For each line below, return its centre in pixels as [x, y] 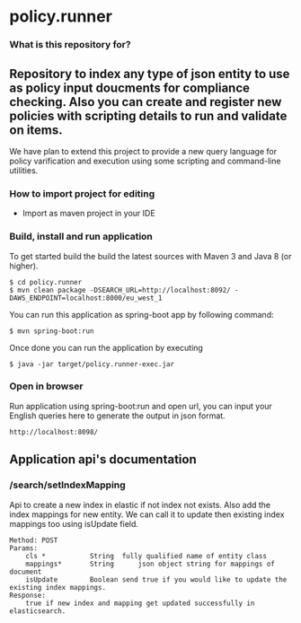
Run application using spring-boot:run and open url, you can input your [141, 406]
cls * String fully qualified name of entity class [146, 556]
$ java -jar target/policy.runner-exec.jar [92, 364]
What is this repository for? [71, 45]
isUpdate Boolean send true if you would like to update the [156, 579]
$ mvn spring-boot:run [52, 331]
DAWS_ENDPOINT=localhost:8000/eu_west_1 [86, 298]
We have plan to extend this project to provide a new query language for [143, 151]
